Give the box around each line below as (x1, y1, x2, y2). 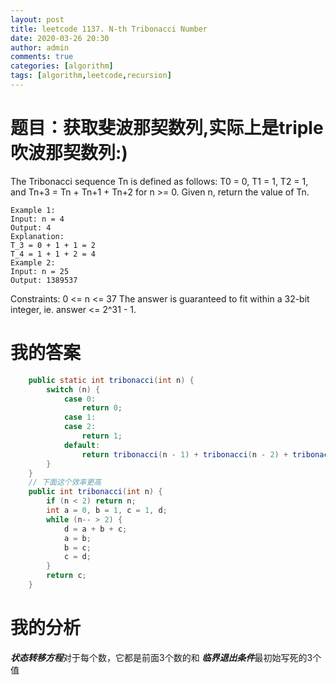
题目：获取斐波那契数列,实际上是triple (10, 117, 324, 140)
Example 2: (10, 257, 56, 268)
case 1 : (63, 412, 97, 423)
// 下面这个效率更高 (28, 477, 102, 488)
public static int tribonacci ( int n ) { (28, 375, 195, 385)
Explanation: (10, 231, 65, 241)
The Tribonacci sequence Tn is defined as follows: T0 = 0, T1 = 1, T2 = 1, (10, 175, 309, 187)
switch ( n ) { (46, 384, 101, 395)
